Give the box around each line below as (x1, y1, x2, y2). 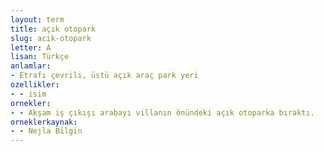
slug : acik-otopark (10, 33, 92, 43)
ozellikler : (10, 80, 60, 90)
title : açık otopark (10, 24, 97, 34)
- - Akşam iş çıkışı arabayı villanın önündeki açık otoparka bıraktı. (10, 107, 315, 118)
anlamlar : (10, 61, 52, 71)
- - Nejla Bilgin (10, 126, 83, 136)
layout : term (10, 14, 65, 25)
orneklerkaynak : (10, 117, 78, 127)
